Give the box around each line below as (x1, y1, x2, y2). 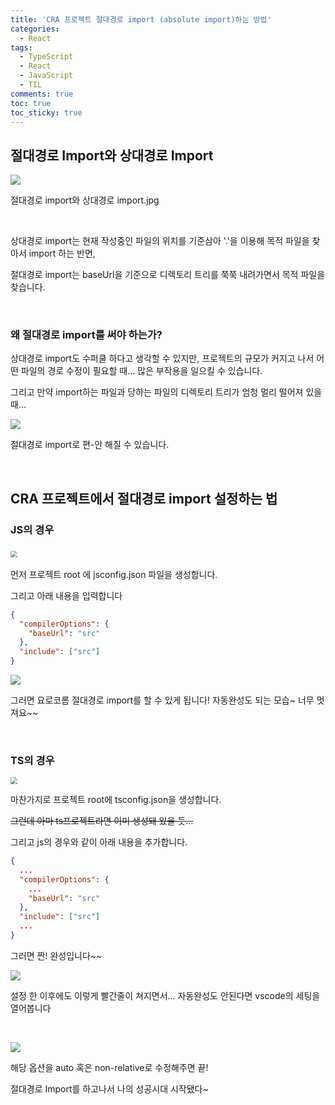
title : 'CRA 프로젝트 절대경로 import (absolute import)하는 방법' (10, 14, 272, 25)
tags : (10, 42, 33, 53)
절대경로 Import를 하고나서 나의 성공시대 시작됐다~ (10, 1082, 209, 1095)
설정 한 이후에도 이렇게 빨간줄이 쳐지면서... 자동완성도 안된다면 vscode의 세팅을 (10, 989, 321, 1001)
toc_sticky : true (10, 107, 83, 118)
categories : (10, 24, 60, 34)
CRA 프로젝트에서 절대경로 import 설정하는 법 (10, 490, 278, 507)
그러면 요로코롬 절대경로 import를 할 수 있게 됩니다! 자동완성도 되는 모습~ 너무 (10, 694, 315, 706)
